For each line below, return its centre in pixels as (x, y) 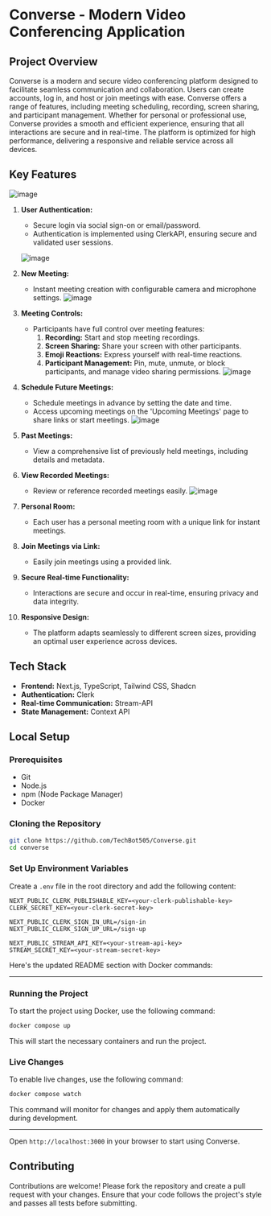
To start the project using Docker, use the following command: (112, 1011)
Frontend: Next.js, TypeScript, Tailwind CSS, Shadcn (108, 686)
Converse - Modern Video (98, 15)
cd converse (29, 848)
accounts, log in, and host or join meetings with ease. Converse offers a (128, 98)
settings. (47, 297)
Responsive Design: (55, 616)
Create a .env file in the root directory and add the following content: (123, 886)
